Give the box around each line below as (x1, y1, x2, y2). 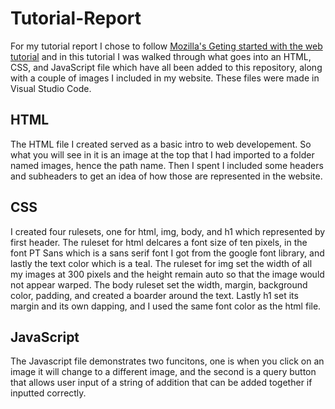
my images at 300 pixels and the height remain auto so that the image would (10, 268, 325, 280)
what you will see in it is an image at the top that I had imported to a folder (10, 148, 315, 161)
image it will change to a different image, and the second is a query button (10, 366, 317, 378)
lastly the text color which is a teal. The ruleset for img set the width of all (10, 257, 313, 269)
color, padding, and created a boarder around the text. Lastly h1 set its (10, 289, 299, 301)
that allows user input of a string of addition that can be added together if (10, 377, 313, 389)
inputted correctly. (10, 387, 87, 399)
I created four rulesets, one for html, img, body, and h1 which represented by (10, 225, 326, 237)
